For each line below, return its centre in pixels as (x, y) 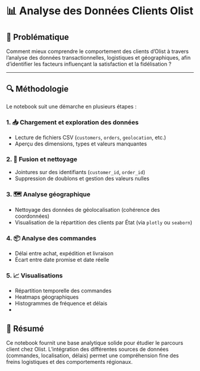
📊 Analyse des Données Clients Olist (100, 11)
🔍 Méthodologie (37, 89)
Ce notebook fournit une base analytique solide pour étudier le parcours (95, 343)
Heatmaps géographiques (47, 297)
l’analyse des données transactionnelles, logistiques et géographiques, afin (99, 58)
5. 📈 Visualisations (35, 276)
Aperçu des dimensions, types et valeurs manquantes (81, 144)
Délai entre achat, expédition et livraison (64, 253)
